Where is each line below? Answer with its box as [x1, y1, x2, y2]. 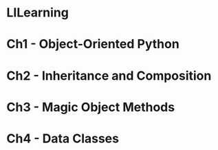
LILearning [6, 5, 69, 21]
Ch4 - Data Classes [6, 131, 120, 146]
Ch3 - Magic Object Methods [6, 99, 175, 115]
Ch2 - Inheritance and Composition [6, 67, 212, 83]
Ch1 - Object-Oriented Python [6, 36, 179, 52]
